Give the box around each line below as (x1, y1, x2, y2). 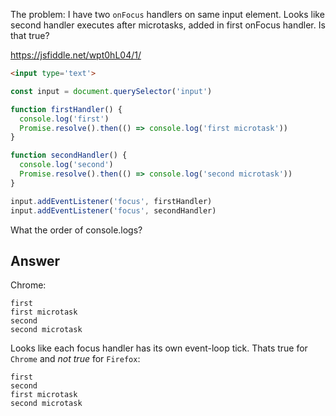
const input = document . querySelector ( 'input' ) (10, 86, 213, 96)
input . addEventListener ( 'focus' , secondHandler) (10, 205, 217, 216)
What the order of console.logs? (10, 224, 143, 236)
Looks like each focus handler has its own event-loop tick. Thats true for (10, 342, 308, 354)
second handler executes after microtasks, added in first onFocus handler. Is (10, 19, 326, 31)
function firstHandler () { (10, 104, 123, 114)
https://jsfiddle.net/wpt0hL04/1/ (10, 49, 142, 61)
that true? (10, 30, 50, 41)
